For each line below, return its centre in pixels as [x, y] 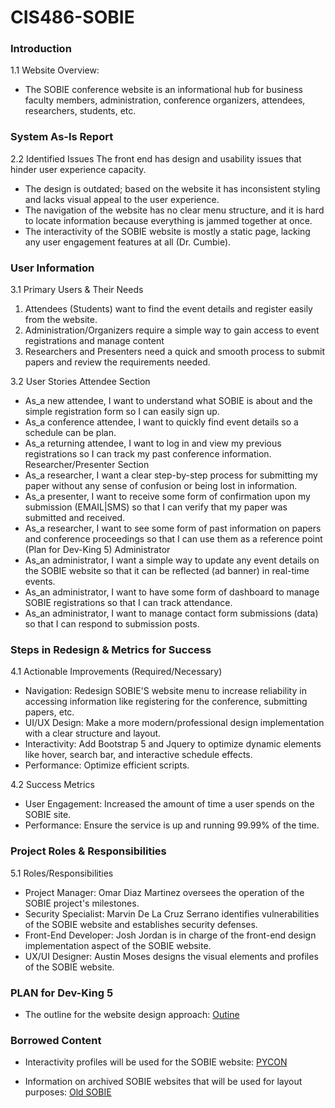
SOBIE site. [48, 815]
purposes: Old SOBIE [68, 1092]
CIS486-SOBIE [72, 17]
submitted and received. [75, 518]
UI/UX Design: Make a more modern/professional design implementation [174, 723]
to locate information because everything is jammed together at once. [168, 220]
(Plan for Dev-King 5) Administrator [97, 550]
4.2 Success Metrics [52, 785]
